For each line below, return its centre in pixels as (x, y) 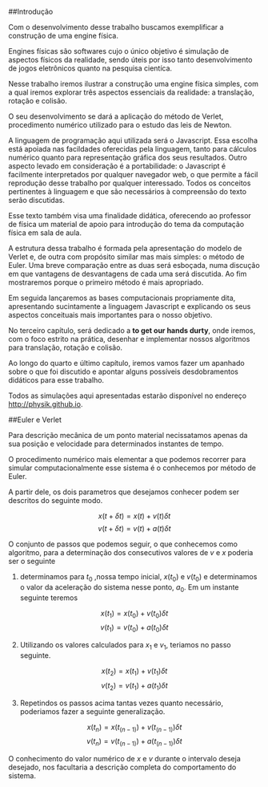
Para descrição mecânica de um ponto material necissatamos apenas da (128, 435)
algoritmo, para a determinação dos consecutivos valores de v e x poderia (131, 552)
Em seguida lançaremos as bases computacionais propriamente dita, (122, 298)
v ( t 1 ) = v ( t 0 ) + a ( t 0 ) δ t (134, 629)
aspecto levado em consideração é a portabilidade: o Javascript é (117, 166)
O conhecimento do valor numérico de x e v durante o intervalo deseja (125, 759)
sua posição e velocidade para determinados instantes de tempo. (116, 444)
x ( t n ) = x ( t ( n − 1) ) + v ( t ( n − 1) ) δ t (134, 728)
